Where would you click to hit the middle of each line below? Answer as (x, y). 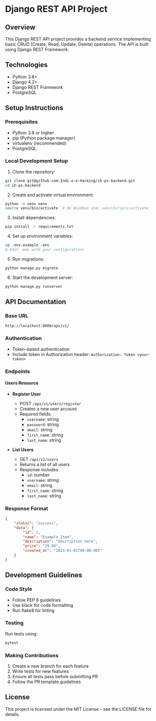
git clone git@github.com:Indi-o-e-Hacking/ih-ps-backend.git (70, 180)
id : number (38, 475)
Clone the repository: (34, 172)
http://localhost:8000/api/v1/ (37, 326)
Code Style (19, 589)
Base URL (17, 316)
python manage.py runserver (34, 286)
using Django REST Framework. (37, 49)
